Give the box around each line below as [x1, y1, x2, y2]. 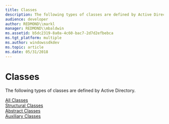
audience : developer [5, 17, 49, 22]
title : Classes [5, 7, 37, 13]
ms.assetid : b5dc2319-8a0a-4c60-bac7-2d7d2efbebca [5, 31, 114, 36]
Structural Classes [5, 102, 44, 108]
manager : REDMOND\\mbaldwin [5, 26, 64, 31]
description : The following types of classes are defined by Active [5, 12, 152, 17]
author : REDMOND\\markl [5, 21, 55, 27]
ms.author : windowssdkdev [5, 40, 59, 45]
